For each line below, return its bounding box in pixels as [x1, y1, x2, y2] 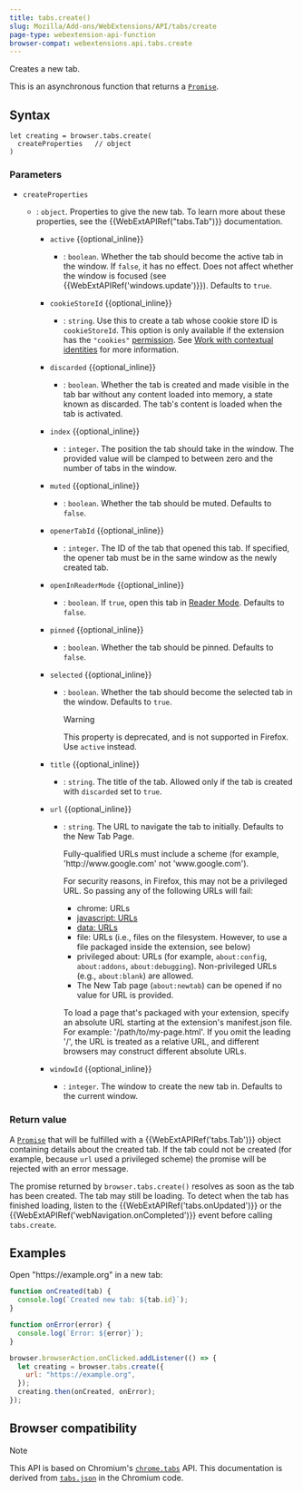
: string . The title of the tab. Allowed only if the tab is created [63, 777, 293, 788]
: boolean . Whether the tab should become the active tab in [63, 251, 284, 262]
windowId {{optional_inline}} [49, 1064, 152, 1075]
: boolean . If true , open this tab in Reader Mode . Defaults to [63, 597, 285, 608]
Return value [9, 1114, 67, 1126]
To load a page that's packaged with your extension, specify [63, 1007, 289, 1018]
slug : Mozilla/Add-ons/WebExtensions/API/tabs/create [9, 22, 218, 31]
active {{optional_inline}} [49, 233, 144, 245]
